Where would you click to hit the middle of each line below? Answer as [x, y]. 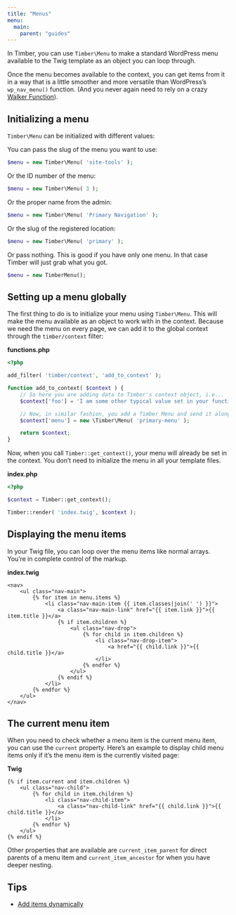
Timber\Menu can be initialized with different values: [81, 136]
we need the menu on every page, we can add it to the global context [108, 329]
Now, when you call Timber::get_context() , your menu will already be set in [117, 453]
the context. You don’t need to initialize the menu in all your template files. [114, 460]
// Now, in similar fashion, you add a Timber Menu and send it [116, 414]
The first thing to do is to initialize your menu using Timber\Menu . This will [112, 314]
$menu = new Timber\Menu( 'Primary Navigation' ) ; [83, 215]
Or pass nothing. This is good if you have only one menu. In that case [108, 254]
